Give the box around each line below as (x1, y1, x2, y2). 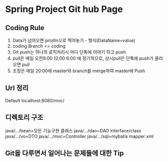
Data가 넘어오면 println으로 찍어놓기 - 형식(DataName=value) (12, 38, 136, 43)
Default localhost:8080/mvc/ (5, 97, 65, 103)
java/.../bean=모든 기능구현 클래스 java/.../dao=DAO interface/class (5, 127, 142, 133)
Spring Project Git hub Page (5, 4, 123, 15)
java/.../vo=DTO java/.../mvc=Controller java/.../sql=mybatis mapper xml (5, 133, 154, 139)
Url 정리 (5, 84, 29, 92)
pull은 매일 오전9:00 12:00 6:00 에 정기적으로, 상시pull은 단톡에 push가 (12, 55, 154, 61)
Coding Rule (5, 24, 44, 32)
